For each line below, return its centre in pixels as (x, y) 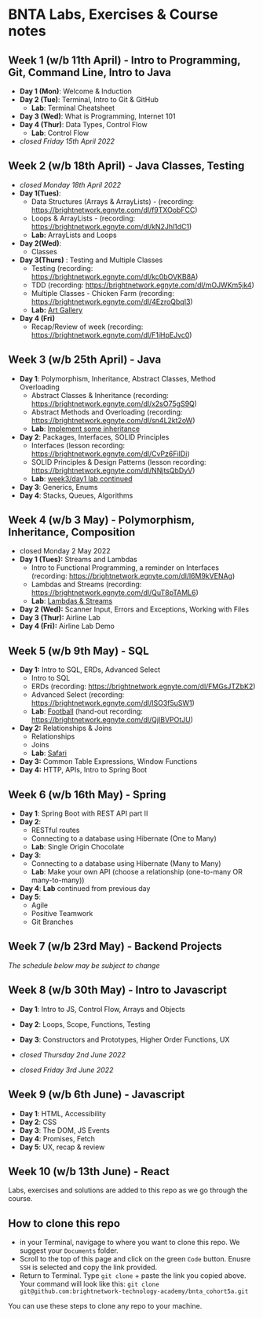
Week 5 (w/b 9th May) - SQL (79, 650)
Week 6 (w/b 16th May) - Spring (87, 794)
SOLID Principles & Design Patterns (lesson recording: (119, 462)
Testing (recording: (62, 268)
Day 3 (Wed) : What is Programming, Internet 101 (97, 116)
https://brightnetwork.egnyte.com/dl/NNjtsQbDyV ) (113, 470)
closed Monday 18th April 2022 (70, 184)
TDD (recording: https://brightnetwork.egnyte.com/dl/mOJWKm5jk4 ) (143, 285)
